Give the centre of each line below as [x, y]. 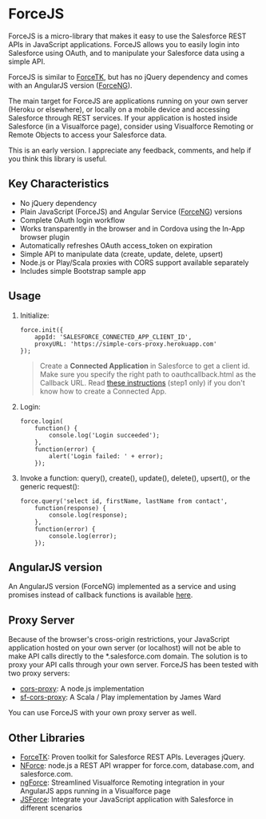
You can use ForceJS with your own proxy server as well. [103, 713]
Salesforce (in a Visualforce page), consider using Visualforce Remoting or [131, 126]
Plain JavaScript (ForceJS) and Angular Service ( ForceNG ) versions [131, 212]
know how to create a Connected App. [103, 391]
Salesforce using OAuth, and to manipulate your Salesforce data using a [127, 53]
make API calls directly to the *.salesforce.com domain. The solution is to [128, 656]
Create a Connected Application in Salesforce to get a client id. [145, 366]
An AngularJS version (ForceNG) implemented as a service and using [122, 587]
